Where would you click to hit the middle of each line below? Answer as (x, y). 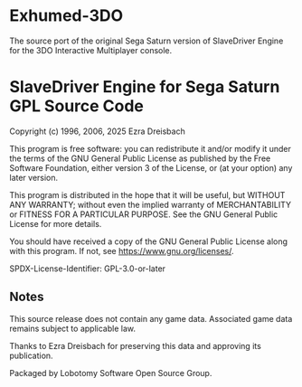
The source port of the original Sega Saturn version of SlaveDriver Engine (146, 41)
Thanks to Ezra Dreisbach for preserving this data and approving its (136, 345)
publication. (31, 355)
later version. (34, 177)
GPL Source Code (77, 106)
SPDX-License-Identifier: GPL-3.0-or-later (87, 269)
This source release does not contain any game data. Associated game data (151, 318)
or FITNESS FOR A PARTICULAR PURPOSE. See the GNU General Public (144, 214)
